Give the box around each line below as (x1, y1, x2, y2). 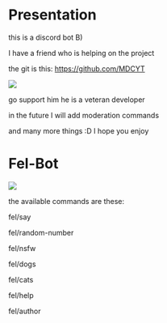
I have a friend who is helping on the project (8, 48, 155, 57)
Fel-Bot (8, 155, 59, 173)
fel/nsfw (8, 243, 36, 253)
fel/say (8, 212, 31, 222)
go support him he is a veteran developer (8, 95, 145, 104)
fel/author (8, 306, 42, 316)
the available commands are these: (8, 196, 125, 206)
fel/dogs (8, 259, 36, 269)
